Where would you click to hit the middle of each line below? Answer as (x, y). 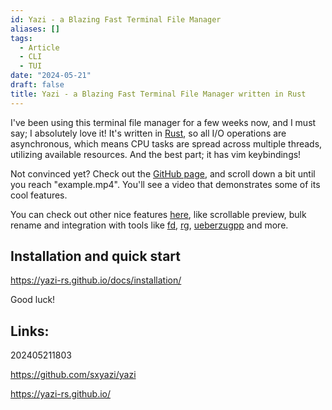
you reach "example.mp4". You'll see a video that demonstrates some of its (165, 184)
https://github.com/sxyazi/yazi (73, 375)
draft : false (37, 85)
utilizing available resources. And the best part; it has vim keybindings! (156, 154)
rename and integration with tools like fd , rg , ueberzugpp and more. (149, 225)
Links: (30, 331)
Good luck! (33, 300)
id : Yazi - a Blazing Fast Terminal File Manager (116, 19)
